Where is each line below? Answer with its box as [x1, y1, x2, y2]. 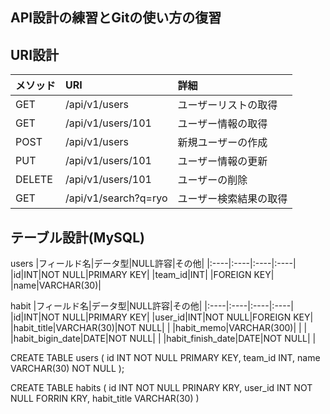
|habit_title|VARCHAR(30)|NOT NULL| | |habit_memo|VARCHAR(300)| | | [10, 322, 308, 334]
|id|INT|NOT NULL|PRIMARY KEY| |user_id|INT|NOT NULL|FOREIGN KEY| [10, 311, 314, 323]
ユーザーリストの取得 [177, 98, 278, 112]
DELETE [15, 173, 53, 187]
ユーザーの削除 [177, 173, 248, 187]
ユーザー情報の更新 [177, 154, 268, 168]
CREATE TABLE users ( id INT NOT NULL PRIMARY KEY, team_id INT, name [10, 352, 321, 364]
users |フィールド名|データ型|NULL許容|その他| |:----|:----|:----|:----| [10, 258, 297, 270]
